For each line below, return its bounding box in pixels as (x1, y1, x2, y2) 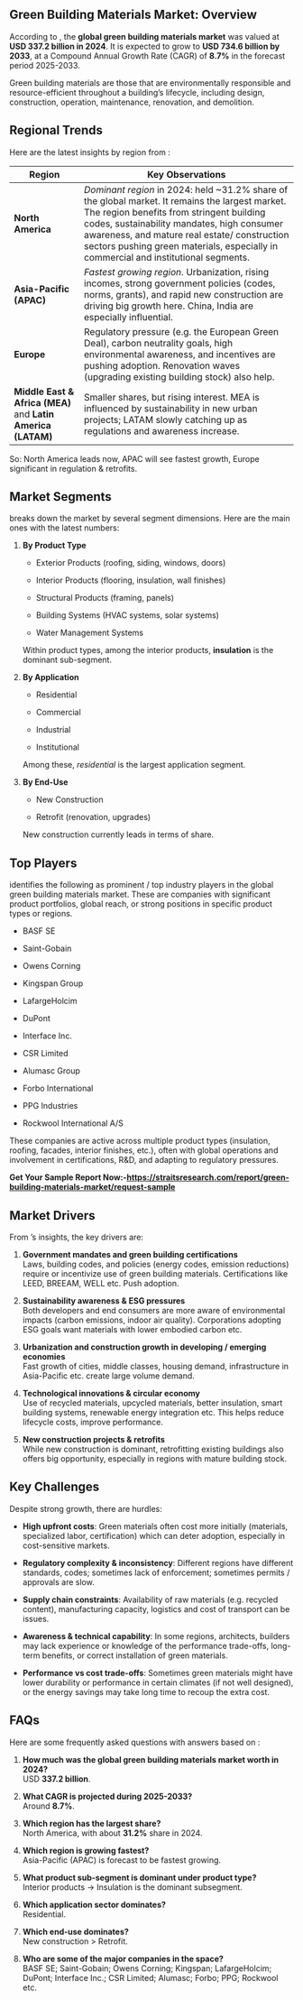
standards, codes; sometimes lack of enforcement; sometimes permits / (22, 1567, 290, 1578)
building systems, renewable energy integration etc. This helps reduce (22, 1407, 284, 1418)
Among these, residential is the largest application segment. (22, 760, 246, 770)
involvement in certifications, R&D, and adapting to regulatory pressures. (9, 1155, 280, 1166)
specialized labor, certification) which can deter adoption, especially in (22, 1530, 286, 1541)
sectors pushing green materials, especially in (84, 239, 278, 252)
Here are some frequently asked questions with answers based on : (9, 1737, 261, 1747)
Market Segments (9, 489, 113, 504)
